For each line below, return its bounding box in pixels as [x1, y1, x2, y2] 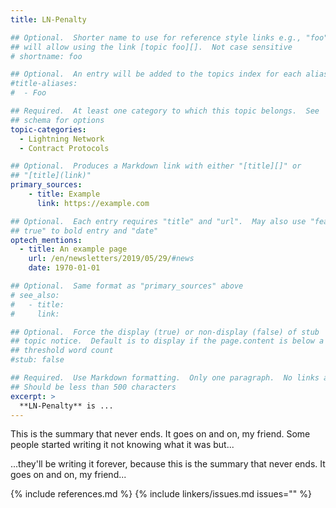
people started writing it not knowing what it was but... [10, 439, 235, 451]
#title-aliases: [10, 79, 78, 89]
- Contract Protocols [19, 143, 110, 153]
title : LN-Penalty [10, 14, 87, 25]
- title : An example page [19, 244, 128, 255]
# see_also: [10, 290, 60, 300]
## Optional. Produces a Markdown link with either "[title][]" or [10, 161, 302, 171]
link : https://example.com [36, 198, 150, 208]
